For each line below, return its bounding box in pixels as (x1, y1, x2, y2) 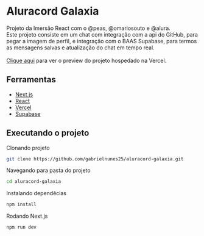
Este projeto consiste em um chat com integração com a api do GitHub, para (6, 30, 198, 38)
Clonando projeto (6, 144, 50, 151)
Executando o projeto (6, 128, 90, 138)
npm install (6, 201, 37, 208)
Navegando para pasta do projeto (6, 166, 91, 174)
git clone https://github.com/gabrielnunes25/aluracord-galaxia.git (6, 156, 184, 162)
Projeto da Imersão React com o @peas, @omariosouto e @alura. (6, 24, 171, 32)
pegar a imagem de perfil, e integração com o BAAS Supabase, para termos (6, 37, 197, 45)
